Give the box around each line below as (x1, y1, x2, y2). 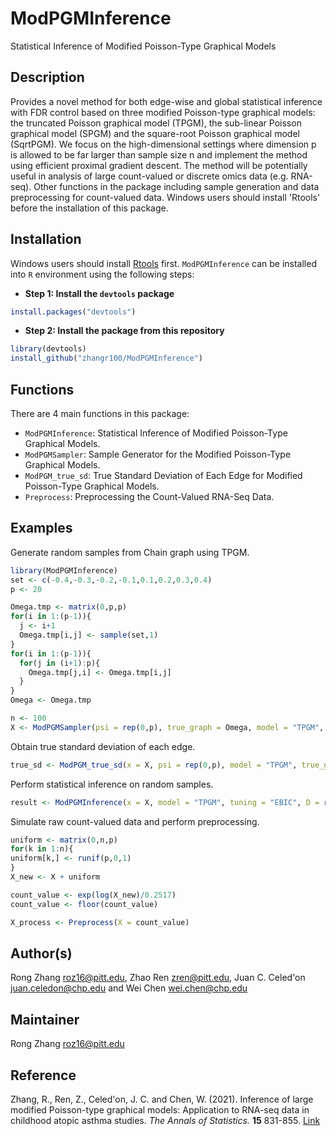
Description (10, 69, 85, 86)
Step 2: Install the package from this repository (24, 325, 225, 337)
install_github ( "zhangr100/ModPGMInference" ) (10, 353, 203, 364)
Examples (10, 520, 73, 537)
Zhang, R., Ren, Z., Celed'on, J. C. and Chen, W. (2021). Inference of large (10, 1093, 314, 1105)
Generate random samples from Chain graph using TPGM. (10, 546, 250, 558)
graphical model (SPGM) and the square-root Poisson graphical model (10, 127, 300, 139)
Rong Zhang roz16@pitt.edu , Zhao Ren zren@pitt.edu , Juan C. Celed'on (10, 972, 306, 984)
